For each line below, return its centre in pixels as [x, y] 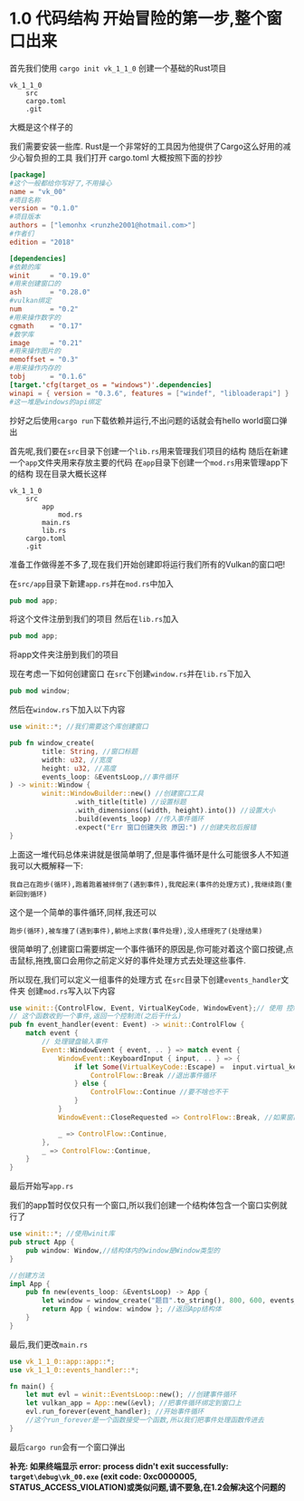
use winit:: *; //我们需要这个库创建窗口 [79, 727]
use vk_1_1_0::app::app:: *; [62, 1361]
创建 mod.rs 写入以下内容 [71, 991]
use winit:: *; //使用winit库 [62, 1234]
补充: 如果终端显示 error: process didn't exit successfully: [119, 1466]
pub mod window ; [40, 691]
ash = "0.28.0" [50, 292]
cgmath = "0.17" [46, 326]
